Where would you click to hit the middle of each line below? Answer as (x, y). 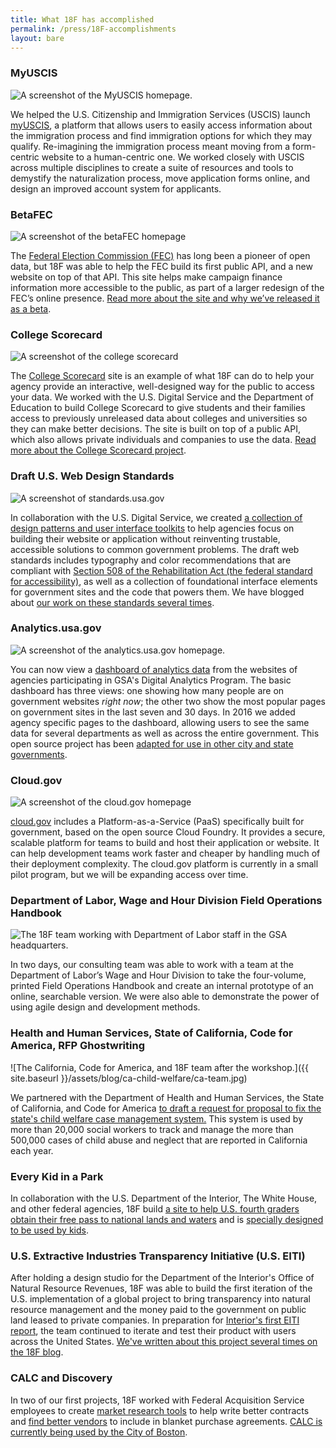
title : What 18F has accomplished (82, 19)
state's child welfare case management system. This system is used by (157, 1118)
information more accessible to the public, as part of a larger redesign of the (167, 287)
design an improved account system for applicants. (116, 188)
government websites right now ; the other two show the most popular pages (168, 701)
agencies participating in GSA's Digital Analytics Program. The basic (151, 680)
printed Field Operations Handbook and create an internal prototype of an (162, 986)
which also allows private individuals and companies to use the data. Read (163, 440)
